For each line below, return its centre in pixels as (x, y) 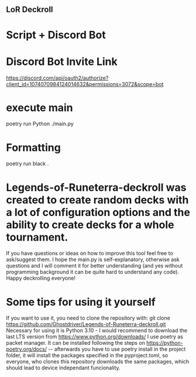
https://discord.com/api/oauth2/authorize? (57, 78)
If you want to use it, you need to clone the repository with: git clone (88, 318)
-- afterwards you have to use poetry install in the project (117, 349)
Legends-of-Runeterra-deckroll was (96, 187)
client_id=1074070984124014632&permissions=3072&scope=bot (85, 84)
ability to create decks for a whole (90, 225)
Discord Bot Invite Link (62, 61)
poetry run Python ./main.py (40, 124)
